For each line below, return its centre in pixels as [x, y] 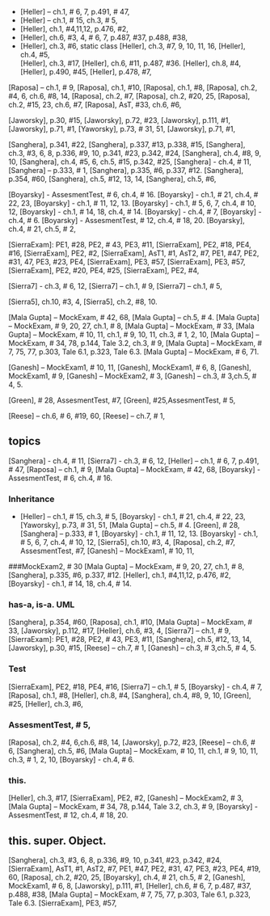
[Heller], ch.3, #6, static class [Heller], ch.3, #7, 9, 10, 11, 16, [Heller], [133, 46]
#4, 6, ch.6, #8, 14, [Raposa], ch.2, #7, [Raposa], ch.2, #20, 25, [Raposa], [129, 96]
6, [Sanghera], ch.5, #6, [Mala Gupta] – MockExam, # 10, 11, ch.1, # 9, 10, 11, [133, 751]
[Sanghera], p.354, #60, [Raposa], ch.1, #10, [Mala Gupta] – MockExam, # [131, 623]
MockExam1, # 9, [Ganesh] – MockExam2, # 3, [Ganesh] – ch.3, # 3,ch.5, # [133, 376]
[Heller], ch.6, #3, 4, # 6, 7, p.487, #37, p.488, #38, [104, 37]
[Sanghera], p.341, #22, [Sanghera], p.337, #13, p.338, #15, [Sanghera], [127, 144]
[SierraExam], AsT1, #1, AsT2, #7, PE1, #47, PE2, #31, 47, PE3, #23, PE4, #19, [135, 869]
